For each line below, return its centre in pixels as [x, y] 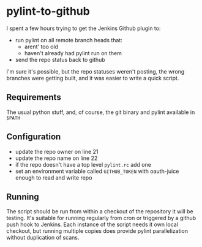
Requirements [34, 97]
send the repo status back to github [60, 59]
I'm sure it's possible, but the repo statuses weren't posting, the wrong [95, 71]
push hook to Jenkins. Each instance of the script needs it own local [92, 224]
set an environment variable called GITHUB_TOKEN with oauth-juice [97, 171]
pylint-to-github [48, 11]
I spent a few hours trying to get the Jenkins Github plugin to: [84, 28]
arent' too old [41, 47]
